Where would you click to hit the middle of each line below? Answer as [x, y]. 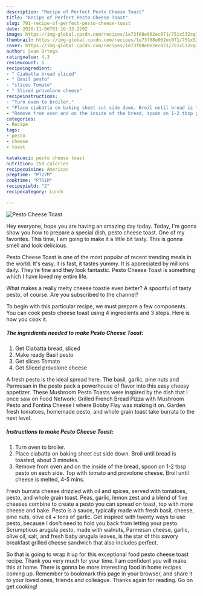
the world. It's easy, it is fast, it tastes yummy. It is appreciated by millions [98, 263]
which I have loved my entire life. [47, 276]
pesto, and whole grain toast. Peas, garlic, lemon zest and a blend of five [97, 497]
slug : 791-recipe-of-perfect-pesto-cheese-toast [69, 23]
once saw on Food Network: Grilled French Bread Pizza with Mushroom [95, 399]
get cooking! [22, 586]
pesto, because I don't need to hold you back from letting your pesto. [93, 523]
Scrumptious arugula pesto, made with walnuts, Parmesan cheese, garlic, [98, 529]
